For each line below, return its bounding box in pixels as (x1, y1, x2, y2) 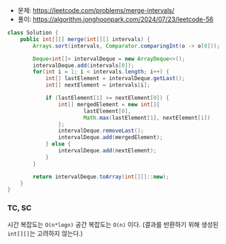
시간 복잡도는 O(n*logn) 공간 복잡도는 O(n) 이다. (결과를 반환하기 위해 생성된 (7, 220, 219, 228)
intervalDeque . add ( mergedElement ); (57, 134, 163, 141)
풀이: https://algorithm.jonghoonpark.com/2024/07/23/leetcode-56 (17, 15, 214, 23)
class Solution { (7, 29, 59, 36)
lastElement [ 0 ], (83, 107, 132, 115)
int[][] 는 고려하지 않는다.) (7, 229, 84, 238)
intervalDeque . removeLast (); (57, 127, 144, 135)
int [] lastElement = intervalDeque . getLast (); (45, 75, 186, 82)
